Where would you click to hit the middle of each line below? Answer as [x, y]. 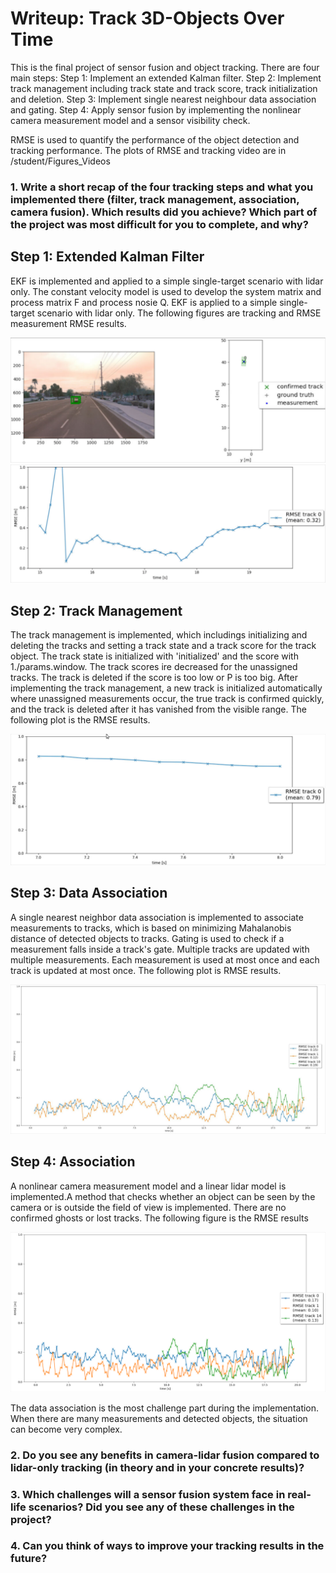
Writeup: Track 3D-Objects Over [147, 18]
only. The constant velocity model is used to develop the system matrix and [166, 291]
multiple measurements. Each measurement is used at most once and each [165, 959]
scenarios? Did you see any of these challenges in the [161, 1507]
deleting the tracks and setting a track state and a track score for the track [163, 646]
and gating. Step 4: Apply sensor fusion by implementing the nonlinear [156, 109]
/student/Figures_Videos [60, 161]
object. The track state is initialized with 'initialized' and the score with [154, 656]
